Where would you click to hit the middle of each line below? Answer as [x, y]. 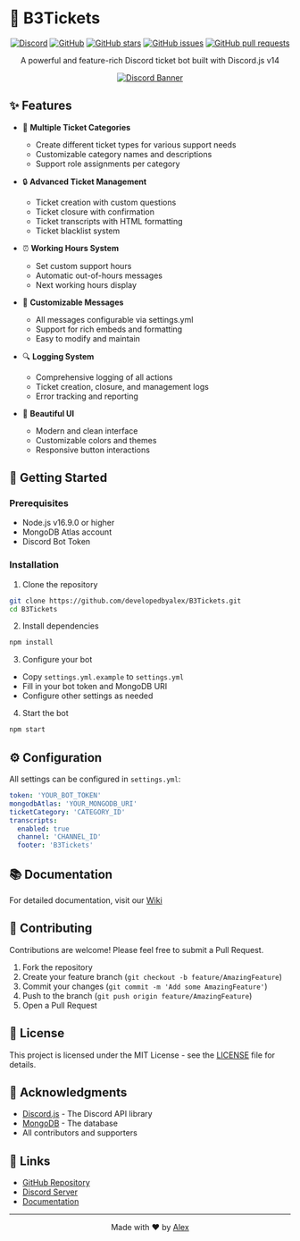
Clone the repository [60, 584]
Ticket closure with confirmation [95, 211]
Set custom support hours [83, 266]
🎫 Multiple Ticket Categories [76, 127]
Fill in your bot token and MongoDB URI [95, 687]
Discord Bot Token [56, 542]
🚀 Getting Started [58, 478]
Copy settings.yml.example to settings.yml [103, 677]
